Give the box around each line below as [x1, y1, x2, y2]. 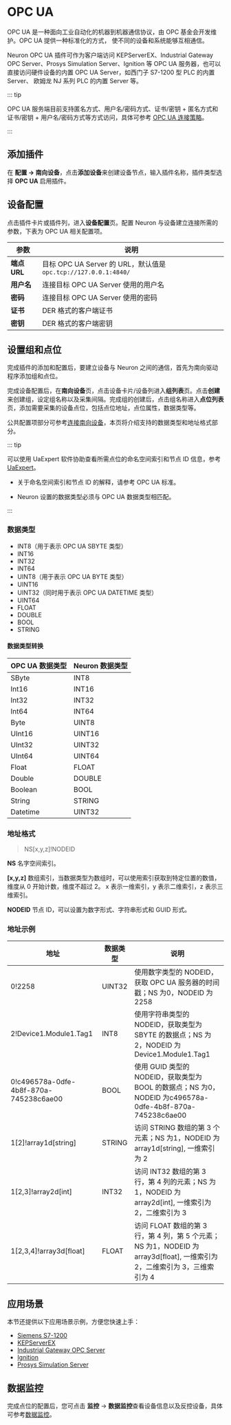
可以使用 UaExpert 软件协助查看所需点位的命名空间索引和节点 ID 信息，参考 [7, 455, 221, 463]
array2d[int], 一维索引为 [134, 1197, 212, 1207]
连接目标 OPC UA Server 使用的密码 [42, 293, 158, 302]
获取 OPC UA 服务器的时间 [134, 977, 220, 987]
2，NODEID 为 [134, 1041, 181, 1050]
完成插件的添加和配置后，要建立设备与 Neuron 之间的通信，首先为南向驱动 [7, 364, 219, 372]
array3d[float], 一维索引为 [134, 1252, 219, 1261]
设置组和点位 [7, 344, 62, 355]
